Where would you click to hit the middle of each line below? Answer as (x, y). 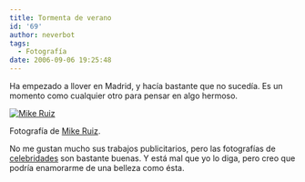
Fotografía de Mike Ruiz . (55, 131)
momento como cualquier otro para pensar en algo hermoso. (124, 96)
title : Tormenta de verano (61, 18)
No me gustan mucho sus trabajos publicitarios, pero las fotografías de (142, 148)
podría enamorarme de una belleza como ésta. (97, 168)
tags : (20, 43)
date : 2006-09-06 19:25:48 (61, 60)
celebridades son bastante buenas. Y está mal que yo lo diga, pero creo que (152, 158)
